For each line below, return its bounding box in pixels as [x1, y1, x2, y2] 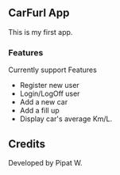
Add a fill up [19, 106, 60, 116]
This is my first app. [8, 27, 73, 36]
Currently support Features [8, 65, 97, 74]
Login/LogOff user [19, 89, 80, 98]
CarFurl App [8, 6, 70, 20]
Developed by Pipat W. [8, 158, 83, 167]
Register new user [19, 81, 79, 90]
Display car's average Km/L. [19, 114, 113, 124]
